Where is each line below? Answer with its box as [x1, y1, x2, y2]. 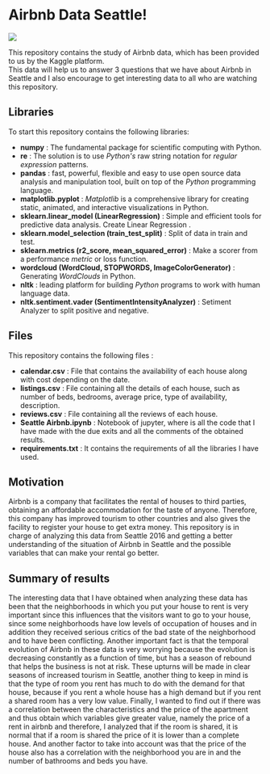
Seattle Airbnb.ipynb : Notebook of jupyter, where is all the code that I [19, 418, 255, 427]
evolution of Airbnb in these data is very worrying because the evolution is [8, 645, 255, 654]
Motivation [8, 475, 64, 489]
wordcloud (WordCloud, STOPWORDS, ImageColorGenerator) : [19, 263, 235, 272]
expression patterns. [19, 159, 89, 169]
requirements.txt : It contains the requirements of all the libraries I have [19, 443, 260, 453]
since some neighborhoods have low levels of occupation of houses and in [8, 619, 257, 629]
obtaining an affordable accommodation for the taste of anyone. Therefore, [8, 505, 258, 515]
